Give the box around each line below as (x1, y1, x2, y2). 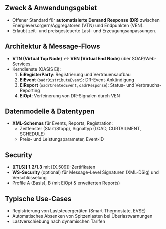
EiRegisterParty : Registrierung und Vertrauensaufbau (19, 71, 131, 77)
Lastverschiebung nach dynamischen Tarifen (12, 218, 106, 224)
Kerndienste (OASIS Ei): (12, 66, 61, 72)
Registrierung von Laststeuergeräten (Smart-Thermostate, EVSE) (12, 208, 146, 214)
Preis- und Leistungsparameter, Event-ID (19, 136, 104, 142)
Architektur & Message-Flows (5, 42, 100, 51)
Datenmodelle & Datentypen (5, 107, 95, 116)
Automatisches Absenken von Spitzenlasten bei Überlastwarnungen (12, 213, 153, 219)
